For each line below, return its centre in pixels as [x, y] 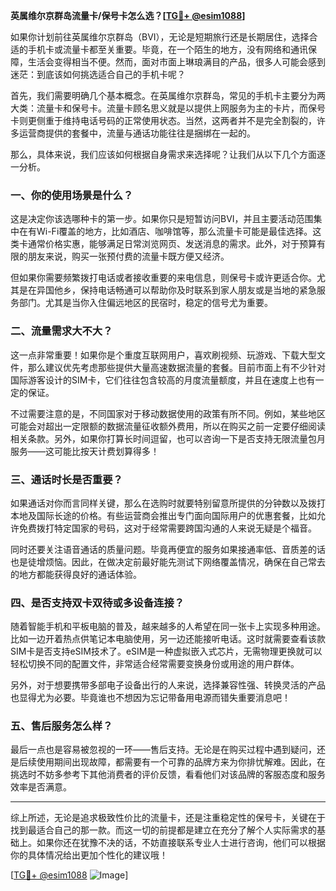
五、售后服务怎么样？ [61, 726]
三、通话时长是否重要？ [66, 479]
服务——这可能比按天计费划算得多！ [85, 451]
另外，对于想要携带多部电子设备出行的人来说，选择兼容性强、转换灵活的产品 [168, 685]
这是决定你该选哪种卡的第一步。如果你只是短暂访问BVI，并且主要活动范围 [162, 219]
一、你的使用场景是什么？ [72, 195]
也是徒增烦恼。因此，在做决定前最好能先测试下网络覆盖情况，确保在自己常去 [168, 561]
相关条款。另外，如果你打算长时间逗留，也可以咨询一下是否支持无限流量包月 [168, 438]
